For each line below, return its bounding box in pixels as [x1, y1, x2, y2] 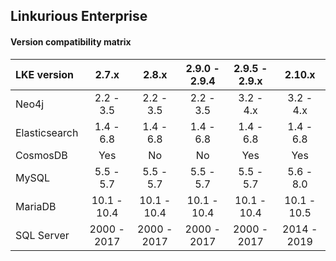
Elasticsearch [15, 125, 79, 139]
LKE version [15, 67, 74, 81]
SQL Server [15, 228, 70, 242]
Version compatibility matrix [10, 35, 132, 48]
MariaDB [15, 199, 57, 213]
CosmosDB [15, 148, 68, 162]
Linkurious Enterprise [10, 8, 148, 25]
